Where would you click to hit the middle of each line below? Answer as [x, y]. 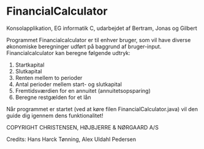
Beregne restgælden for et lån [53, 97]
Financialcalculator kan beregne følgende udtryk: [68, 53]
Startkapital [30, 65]
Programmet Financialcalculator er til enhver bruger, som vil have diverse [99, 40]
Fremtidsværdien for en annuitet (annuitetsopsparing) [83, 90]
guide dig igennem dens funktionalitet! [55, 115]
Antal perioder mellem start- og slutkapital [69, 84]
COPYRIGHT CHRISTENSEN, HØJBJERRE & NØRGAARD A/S [83, 127]
